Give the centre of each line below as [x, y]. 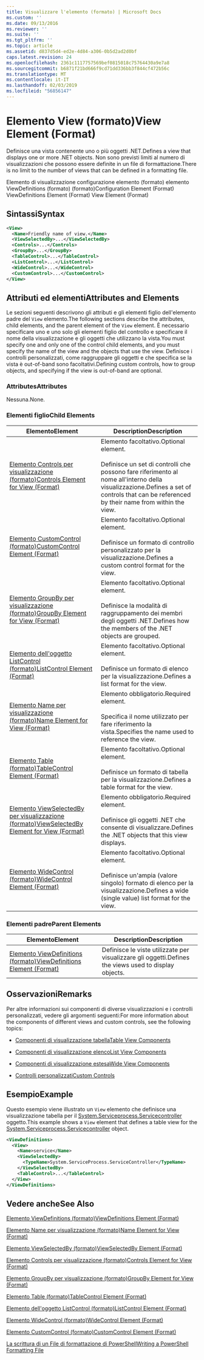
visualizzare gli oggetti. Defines [146, 958]
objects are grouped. [131, 636]
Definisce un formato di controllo [148, 542]
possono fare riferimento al [139, 472]
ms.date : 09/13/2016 [32, 23]
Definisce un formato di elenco [145, 668]
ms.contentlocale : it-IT [38, 80]
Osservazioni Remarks [49, 994]
